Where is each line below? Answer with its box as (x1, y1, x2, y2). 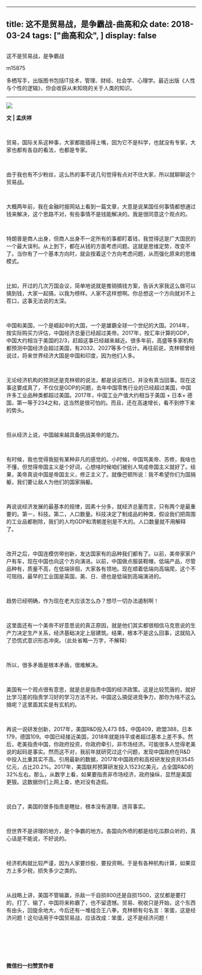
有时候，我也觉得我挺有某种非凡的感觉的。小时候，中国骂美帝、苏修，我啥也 (6, 455, 196, 462)
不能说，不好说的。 (22, 834, 70, 842)
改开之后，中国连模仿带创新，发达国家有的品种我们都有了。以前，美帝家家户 (6, 550, 196, 557)
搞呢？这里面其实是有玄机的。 (6, 701, 80, 708)
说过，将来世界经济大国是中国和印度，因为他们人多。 (6, 351, 138, 359)
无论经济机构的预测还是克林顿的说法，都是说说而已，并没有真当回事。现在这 (6, 376, 196, 383)
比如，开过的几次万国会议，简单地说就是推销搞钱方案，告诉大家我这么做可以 (6, 282, 196, 289)
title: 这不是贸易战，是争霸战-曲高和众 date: (6, 19, 170, 30)
